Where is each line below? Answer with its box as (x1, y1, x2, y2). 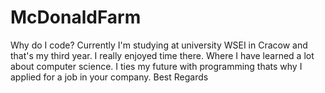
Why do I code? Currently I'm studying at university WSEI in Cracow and (10, 39, 308, 51)
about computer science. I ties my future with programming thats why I (10, 60, 303, 72)
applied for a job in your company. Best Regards (10, 71, 209, 83)
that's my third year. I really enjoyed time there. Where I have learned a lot (10, 49, 315, 61)
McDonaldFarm (10, 6, 142, 29)
